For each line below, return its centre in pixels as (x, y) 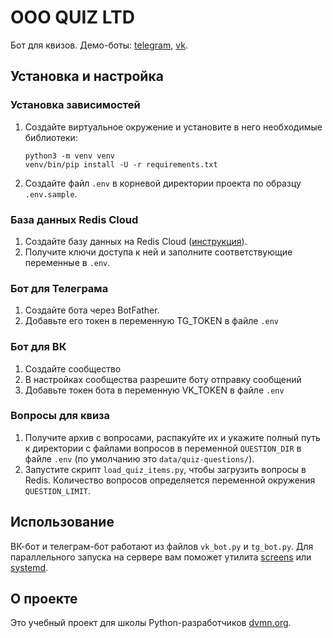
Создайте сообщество (73, 368)
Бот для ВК (38, 347)
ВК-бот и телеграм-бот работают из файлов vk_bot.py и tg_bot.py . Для (162, 546)
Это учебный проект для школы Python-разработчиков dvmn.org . (151, 623)
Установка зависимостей (75, 105)
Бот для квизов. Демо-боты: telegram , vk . (99, 45)
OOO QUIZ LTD (72, 17)
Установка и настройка (87, 76)
